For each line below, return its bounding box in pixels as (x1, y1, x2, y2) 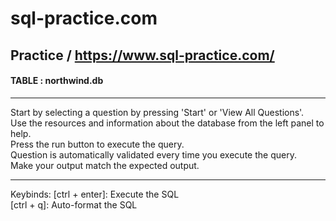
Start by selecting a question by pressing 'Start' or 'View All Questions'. (10, 106, 305, 118)
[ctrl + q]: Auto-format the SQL (10, 198, 138, 211)
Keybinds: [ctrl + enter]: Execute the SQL (10, 188, 180, 200)
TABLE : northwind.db (10, 75, 104, 87)
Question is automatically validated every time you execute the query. (10, 148, 297, 161)
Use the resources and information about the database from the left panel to (10, 117, 325, 129)
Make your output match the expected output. (10, 159, 200, 171)
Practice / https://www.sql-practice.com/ (10, 47, 275, 64)
